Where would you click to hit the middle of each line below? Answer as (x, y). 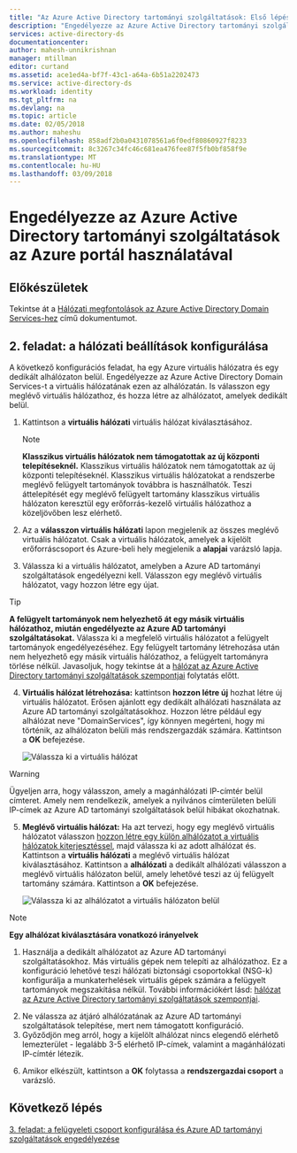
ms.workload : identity (51, 91)
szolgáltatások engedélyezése (65, 1139)
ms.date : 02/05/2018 (47, 125)
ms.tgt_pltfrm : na (43, 100)
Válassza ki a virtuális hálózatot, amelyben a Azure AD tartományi (141, 566)
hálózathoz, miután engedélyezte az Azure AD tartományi (118, 628)
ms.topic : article (43, 116)
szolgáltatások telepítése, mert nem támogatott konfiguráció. (133, 1026)
